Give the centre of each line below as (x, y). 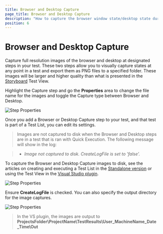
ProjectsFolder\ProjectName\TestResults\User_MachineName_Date (87, 222)
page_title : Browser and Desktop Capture (48, 14)
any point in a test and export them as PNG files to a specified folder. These (81, 71)
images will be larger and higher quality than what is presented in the (74, 76)
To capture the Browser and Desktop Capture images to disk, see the (74, 164)
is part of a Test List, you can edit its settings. (50, 125)
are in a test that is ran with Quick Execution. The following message (85, 139)
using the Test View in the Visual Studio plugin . (52, 174)
